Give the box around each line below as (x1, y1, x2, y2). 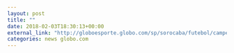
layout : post (7, 10, 45, 17)
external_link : (7, 29, 52, 36)
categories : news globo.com (7, 36, 89, 43)
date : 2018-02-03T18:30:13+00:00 (7, 23, 104, 30)
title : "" (7, 17, 36, 23)
